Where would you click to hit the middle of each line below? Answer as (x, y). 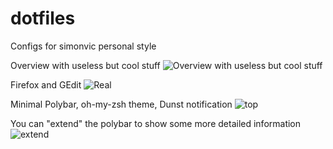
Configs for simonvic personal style (83, 46)
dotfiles (43, 18)
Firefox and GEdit (46, 84)
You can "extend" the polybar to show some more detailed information (156, 123)
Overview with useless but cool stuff (85, 65)
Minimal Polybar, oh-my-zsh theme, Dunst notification (121, 104)
